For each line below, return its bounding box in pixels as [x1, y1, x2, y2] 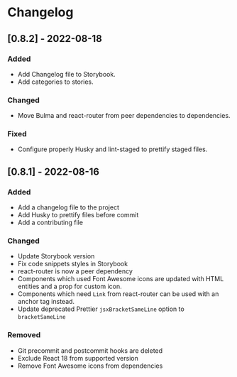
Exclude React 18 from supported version [17, 354, 138, 362]
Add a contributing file [17, 218, 84, 227]
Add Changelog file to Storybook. [17, 70, 116, 78]
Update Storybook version [17, 252, 95, 261]
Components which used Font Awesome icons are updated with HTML [17, 275, 224, 283]
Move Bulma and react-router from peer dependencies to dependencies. [17, 111, 231, 120]
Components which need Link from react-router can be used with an [17, 290, 219, 298]
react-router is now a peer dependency [17, 267, 133, 275]
